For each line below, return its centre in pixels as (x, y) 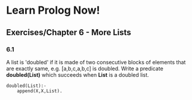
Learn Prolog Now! (53, 10)
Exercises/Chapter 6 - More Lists (69, 32)
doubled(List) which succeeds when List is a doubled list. (78, 74)
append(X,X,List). (40, 91)
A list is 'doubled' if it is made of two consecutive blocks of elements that (96, 62)
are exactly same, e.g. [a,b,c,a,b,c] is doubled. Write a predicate (85, 68)
